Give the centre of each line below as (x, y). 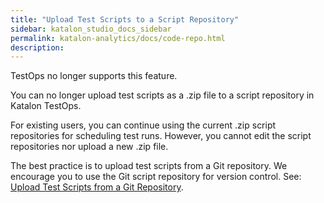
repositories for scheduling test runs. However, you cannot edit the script (161, 136)
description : (37, 47)
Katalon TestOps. (46, 106)
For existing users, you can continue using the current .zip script (143, 125)
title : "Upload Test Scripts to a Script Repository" (125, 19)
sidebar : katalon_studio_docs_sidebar (91, 29)
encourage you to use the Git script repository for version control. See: (156, 177)
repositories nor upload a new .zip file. (89, 147)
